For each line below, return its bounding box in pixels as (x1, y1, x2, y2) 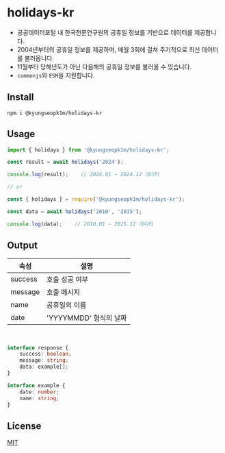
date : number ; (19, 389, 59, 395)
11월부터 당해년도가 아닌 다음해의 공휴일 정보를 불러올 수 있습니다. (16, 62, 192, 71)
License (7, 420, 42, 432)
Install (7, 91, 34, 103)
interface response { (7, 344, 69, 351)
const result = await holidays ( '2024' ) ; (7, 159, 124, 166)
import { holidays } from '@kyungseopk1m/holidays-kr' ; (7, 146, 170, 154)
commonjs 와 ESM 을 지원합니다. (16, 71, 95, 79)
